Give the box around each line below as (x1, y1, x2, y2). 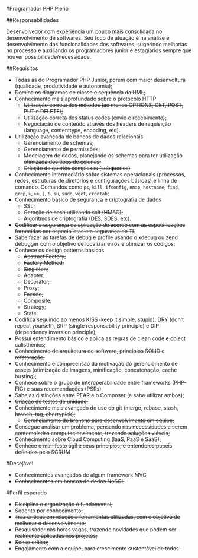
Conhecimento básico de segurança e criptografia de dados (14, 196, 161, 203)
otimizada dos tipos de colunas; (23, 158, 102, 165)
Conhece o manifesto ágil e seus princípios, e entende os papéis (14, 442, 173, 449)
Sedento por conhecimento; (14, 507, 83, 514)
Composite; (23, 297, 52, 304)
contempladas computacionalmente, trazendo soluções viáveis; (14, 430, 170, 436)
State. (23, 310, 38, 316)
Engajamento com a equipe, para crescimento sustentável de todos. (14, 545, 181, 551)
